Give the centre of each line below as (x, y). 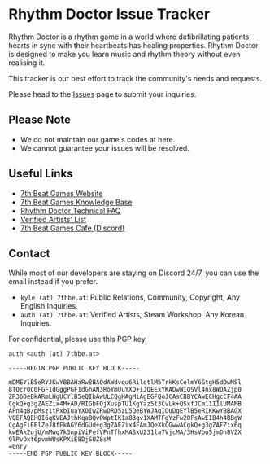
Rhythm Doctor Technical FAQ (70, 210)
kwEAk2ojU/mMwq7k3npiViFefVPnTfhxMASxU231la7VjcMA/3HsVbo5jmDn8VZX (125, 432)
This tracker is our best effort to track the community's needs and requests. (135, 78)
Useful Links (41, 174)
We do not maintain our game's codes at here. (98, 139)
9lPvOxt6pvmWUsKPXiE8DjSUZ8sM (60, 440)
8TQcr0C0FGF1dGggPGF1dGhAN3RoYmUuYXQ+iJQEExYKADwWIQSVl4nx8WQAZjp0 (125, 390)
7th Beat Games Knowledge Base (76, 202)
